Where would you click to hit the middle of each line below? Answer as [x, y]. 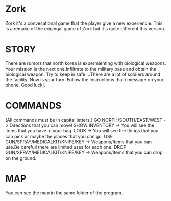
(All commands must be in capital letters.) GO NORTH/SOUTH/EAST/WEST [84, 120]
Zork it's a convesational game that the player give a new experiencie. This [84, 23]
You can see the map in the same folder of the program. [64, 193]
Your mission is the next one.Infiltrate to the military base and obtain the [81, 69]
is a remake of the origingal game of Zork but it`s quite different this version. [86, 28]
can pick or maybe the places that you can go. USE [59, 136]
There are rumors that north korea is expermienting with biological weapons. [86, 63]
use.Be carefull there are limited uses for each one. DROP [66, 147]
